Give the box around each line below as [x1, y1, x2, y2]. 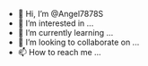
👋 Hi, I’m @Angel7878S [17, 9, 104, 19]
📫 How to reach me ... [17, 47, 101, 57]
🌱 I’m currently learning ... [17, 28, 114, 37]
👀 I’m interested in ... [17, 18, 94, 29]
